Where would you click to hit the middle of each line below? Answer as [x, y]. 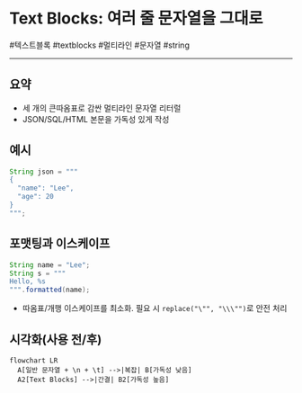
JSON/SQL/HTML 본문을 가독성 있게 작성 [96, 119]
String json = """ [44, 172]
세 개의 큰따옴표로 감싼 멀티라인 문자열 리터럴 [102, 108]
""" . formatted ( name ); [50, 290]
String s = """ [38, 273]
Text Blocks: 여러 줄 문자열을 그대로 [136, 18]
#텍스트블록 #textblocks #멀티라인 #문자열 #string [100, 45]
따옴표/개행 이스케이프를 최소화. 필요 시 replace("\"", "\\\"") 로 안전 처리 [155, 308]
